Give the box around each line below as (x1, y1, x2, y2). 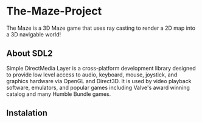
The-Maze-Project (6, 4, 102, 18)
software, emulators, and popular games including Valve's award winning (6, 84, 190, 91)
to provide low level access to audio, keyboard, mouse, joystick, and (6, 71, 178, 78)
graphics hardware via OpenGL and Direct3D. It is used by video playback (6, 77, 192, 84)
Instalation (6, 108, 47, 118)
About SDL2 (6, 49, 53, 59)
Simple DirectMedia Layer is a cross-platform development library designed (6, 64, 196, 72)
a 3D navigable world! (6, 30, 61, 38)
